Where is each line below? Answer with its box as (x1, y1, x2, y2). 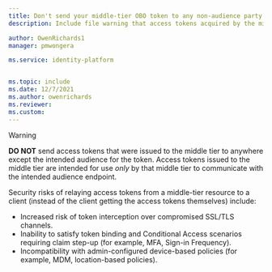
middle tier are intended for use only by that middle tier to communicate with (8, 163, 264, 172)
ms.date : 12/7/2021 (8, 86, 74, 94)
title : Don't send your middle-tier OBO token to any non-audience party (8, 11, 263, 20)
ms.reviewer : (8, 100, 53, 108)
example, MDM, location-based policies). (19, 254, 158, 264)
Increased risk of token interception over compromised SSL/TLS (19, 211, 235, 221)
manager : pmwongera (8, 41, 74, 49)
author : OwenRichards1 (8, 34, 85, 42)
